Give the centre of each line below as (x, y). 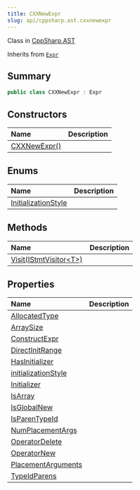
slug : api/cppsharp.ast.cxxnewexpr (59, 20)
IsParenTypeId (34, 419)
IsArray (23, 396)
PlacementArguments (46, 465)
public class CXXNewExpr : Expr (55, 92)
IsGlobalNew (32, 408)
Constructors (37, 114)
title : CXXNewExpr (34, 14)
